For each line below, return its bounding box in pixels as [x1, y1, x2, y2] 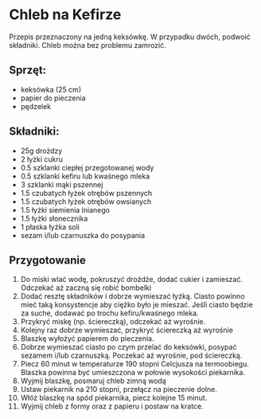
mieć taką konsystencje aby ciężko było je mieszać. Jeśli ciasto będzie [20, 300, 253, 310]
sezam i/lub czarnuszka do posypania [20, 230, 146, 240]
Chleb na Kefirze [9, 6, 122, 24]
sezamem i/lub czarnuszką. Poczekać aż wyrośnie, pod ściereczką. [20, 350, 243, 360]
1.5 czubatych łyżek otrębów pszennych [20, 188, 153, 198]
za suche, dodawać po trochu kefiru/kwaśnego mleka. [20, 308, 199, 318]
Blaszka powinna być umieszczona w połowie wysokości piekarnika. [20, 368, 246, 378]
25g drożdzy [20, 146, 63, 155]
